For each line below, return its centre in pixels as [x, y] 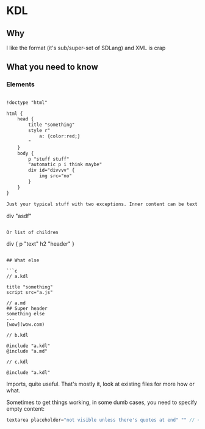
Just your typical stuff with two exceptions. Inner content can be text [102, 204]
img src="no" [55, 176]
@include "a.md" [27, 351]
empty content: [25, 409]
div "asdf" [19, 216]
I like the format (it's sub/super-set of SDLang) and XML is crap [86, 48]
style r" [39, 131]
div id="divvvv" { [52, 170]
